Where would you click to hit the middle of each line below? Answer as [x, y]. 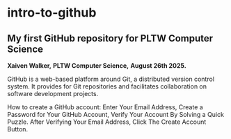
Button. [18, 129]
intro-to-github [52, 13]
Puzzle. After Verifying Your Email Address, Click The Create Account [107, 122]
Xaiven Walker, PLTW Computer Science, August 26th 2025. [97, 66]
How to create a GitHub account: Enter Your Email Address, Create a [105, 107]
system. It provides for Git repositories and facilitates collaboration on [107, 86]
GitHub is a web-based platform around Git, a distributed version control [111, 79]
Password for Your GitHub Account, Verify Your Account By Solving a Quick [116, 114]
